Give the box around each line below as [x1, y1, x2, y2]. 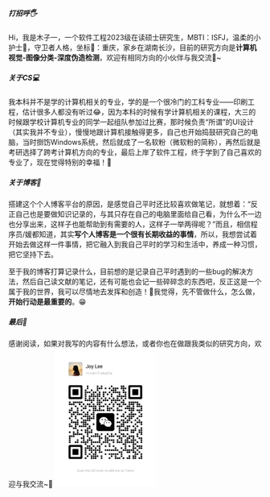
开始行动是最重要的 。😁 [8, 296, 87, 306]
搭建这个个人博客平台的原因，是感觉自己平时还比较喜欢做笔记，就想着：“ [8, 199, 252, 209]
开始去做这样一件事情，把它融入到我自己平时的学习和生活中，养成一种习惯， [8, 239, 262, 249]
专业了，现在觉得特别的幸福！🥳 [8, 157, 112, 167]
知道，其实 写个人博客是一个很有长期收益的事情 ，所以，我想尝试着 [39, 229, 258, 238]
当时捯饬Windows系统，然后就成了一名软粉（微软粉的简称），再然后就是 [22, 137, 261, 147]
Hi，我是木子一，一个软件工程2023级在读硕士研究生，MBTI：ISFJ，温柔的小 [8, 32, 261, 42]
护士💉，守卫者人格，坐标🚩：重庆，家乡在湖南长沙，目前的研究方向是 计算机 [8, 42, 257, 52]
